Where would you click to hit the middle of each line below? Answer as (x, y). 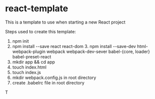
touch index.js (26, 72)
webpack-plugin (29, 51)
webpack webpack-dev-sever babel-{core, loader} (98, 51)
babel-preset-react (32, 56)
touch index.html (29, 67)
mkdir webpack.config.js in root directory (54, 77)
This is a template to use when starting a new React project (65, 22)
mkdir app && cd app (34, 62)
